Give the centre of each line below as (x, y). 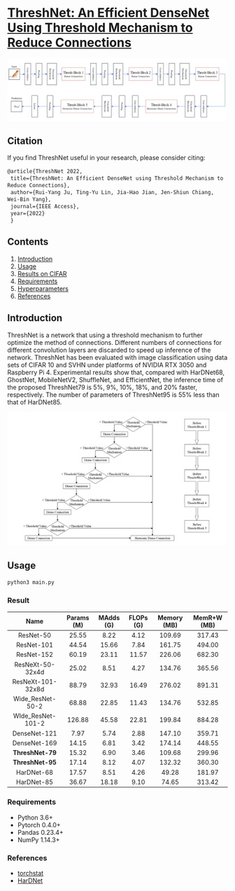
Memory (170, 618)
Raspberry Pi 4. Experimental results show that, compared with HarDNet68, (116, 372)
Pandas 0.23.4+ (41, 832)
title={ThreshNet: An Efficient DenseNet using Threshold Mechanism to (117, 178)
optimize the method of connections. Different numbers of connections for (115, 342)
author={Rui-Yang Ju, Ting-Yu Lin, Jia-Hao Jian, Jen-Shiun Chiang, (112, 192)
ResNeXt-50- (35, 665)
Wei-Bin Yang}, (29, 199)
